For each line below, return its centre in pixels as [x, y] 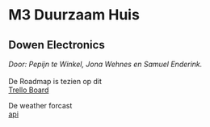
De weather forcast [40, 106]
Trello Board [29, 90]
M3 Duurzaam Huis [74, 15]
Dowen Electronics [57, 45]
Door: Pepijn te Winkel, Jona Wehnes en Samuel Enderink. [105, 64]
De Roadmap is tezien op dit [55, 81]
